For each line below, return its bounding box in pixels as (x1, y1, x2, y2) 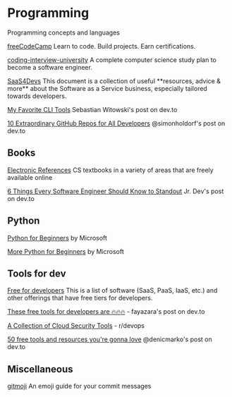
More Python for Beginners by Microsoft (7, 247, 125, 255)
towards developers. (7, 92, 67, 100)
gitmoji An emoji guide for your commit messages (7, 382, 152, 391)
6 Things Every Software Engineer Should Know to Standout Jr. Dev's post (7, 187, 224, 195)
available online (7, 173, 53, 181)
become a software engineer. (7, 63, 93, 71)
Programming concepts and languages (7, 28, 121, 37)
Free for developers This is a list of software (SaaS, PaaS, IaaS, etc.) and (7, 286, 218, 295)
